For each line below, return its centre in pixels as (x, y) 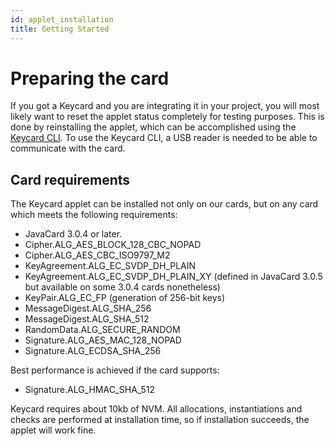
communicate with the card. (68, 148)
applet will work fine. (53, 430)
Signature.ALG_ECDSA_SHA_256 (93, 351)
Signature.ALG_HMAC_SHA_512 (90, 390)
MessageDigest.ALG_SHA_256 (88, 308)
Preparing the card (90, 78)
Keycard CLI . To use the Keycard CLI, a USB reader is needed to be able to (164, 138)
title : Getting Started (60, 29)
